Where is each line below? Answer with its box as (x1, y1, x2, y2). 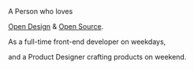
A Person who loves (8, 7, 73, 16)
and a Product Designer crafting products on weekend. (8, 53, 187, 61)
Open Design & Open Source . (8, 22, 104, 31)
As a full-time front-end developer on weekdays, (8, 37, 166, 46)
